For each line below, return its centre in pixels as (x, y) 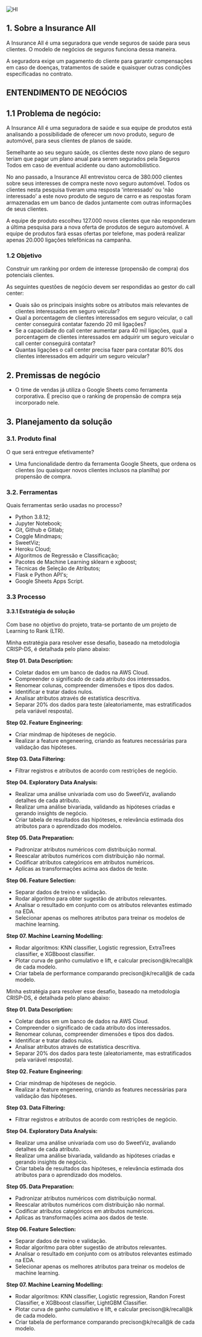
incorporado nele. (37, 403)
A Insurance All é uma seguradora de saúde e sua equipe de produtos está (99, 128)
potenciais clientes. (30, 275)
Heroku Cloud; (33, 549)
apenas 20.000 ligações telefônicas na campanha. (69, 240)
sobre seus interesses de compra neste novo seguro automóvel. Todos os (98, 184)
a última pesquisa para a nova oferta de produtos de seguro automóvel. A (98, 227)
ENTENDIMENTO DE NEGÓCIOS (67, 93)
